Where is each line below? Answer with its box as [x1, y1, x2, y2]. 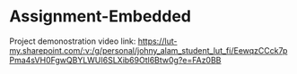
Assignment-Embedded [9, 6, 191, 27]
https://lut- [137, 36, 178, 46]
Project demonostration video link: [9, 36, 136, 46]
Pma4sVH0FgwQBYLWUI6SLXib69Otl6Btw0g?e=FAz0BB [9, 54, 222, 65]
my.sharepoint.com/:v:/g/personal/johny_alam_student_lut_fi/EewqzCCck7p [9, 45, 288, 55]
